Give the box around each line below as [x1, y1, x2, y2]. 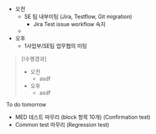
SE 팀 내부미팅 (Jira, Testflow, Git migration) [24, 13, 132, 20]
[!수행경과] [21, 55, 47, 62]
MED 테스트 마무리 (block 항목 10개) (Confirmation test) [15, 113, 151, 121]
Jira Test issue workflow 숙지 [33, 21, 106, 27]
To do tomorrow [6, 101, 47, 108]
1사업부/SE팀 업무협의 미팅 [24, 42, 87, 49]
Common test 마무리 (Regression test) [15, 121, 109, 128]
